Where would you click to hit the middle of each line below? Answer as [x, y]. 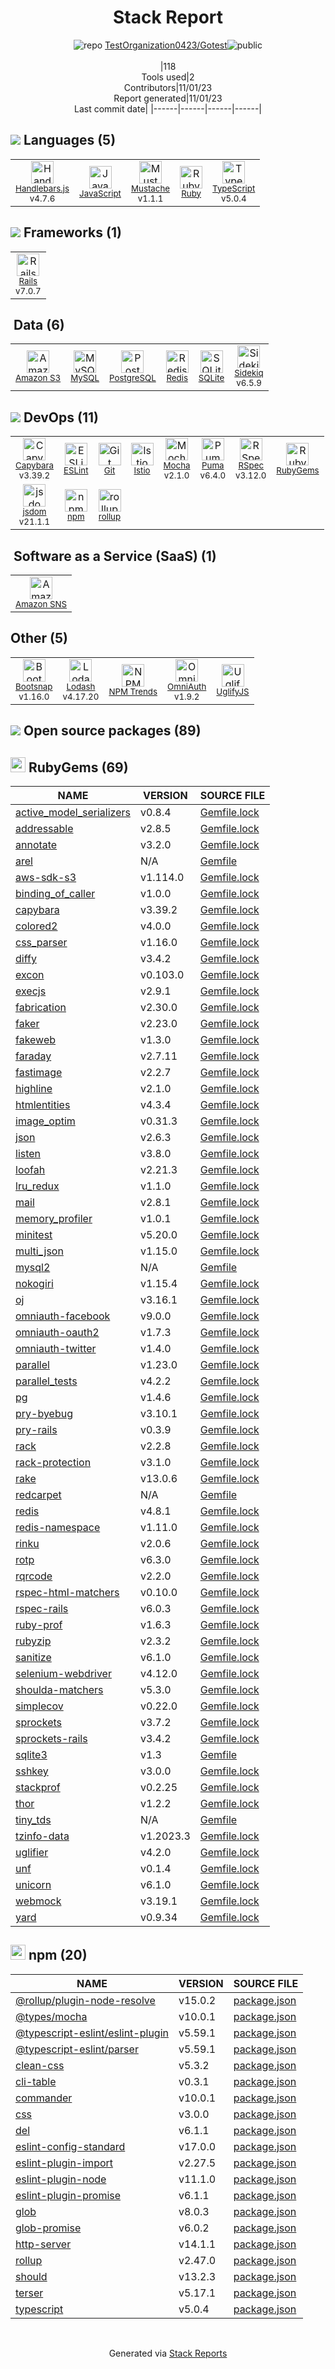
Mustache [150, 188]
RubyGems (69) [78, 767]
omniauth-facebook [63, 1316]
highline [34, 1089]
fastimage [39, 1073]
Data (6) [39, 324]
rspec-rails [42, 1609]
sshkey [32, 1771]
